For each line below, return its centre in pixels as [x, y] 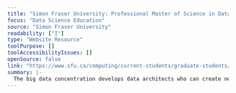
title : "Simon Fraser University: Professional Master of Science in [111, 14]
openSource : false [34, 59]
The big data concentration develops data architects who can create [117, 79]
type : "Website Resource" [45, 40]
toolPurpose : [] [31, 46]
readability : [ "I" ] [36, 33]
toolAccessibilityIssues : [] [50, 53]
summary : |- [25, 72]
